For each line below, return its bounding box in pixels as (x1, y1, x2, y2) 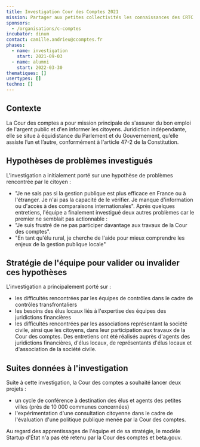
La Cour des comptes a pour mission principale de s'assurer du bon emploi (6, 119, 191, 126)
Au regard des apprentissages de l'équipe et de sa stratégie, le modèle (6, 428, 181, 435)
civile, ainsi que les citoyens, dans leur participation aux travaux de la (14, 327, 186, 334)
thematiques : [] (6, 70, 47, 76)
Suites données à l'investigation (6, 363, 128, 373)
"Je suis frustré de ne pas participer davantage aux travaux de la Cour (14, 221, 187, 228)
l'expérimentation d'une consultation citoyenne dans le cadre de (14, 410, 173, 417)
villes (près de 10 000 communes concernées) (14, 403, 130, 410)
